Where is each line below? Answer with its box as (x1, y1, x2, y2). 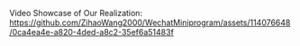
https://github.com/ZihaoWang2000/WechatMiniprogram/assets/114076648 (9, 17, 291, 28)
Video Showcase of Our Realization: (9, 8, 142, 18)
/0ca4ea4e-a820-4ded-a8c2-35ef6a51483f (9, 27, 174, 37)
